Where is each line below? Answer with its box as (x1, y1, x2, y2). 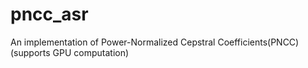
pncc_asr (10, 3, 89, 26)
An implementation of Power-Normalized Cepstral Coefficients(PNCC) (10, 36, 300, 48)
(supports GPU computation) (10, 46, 130, 58)
